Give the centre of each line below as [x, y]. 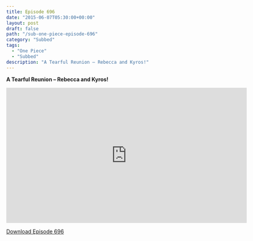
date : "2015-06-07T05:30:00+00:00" [51, 17]
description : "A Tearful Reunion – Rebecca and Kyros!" [78, 62]
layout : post [23, 23]
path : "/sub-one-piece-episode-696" [52, 34]
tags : [13, 46]
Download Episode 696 [35, 231]
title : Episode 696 [31, 12]
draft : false [23, 29]
